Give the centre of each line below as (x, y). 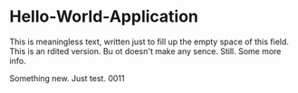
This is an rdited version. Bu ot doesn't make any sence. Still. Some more (145, 51)
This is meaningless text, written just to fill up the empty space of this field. (149, 42)
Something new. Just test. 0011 (67, 78)
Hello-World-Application (104, 17)
